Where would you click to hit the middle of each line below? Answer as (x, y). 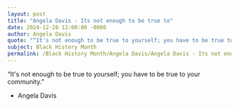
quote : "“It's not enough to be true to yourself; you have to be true (116, 41)
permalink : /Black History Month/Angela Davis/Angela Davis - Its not (114, 54)
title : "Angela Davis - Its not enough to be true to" (90, 21)
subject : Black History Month (52, 47)
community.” (26, 81)
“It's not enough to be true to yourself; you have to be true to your (104, 74)
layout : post (27, 14)
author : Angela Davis (39, 34)
